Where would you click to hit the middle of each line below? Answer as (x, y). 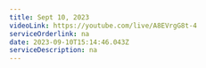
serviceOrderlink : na (49, 34)
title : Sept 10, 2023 (49, 17)
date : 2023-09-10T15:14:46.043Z (69, 42)
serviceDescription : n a (54, 50)
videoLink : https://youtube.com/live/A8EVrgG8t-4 (103, 26)
